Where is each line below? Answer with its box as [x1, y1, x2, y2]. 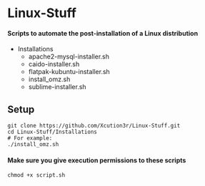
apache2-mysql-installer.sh [28, 52, 109, 61]
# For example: [7, 135, 53, 142]
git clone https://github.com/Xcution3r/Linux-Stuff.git [7, 123, 181, 130]
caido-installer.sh [28, 60, 80, 68]
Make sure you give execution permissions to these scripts [7, 155, 186, 165]
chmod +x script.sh [7, 172, 66, 179]
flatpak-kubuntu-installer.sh [28, 68, 111, 76]
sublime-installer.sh [28, 83, 87, 91]
